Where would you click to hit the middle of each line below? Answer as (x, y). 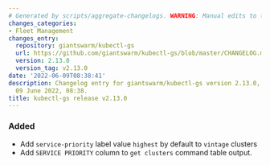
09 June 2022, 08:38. (52, 91)
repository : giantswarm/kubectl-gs (75, 46)
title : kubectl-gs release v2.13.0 (68, 98)
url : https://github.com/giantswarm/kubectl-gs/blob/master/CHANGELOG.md (141, 53)
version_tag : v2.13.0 (52, 68)
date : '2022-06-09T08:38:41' (57, 76)
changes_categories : (43, 23)
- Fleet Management (41, 31)
